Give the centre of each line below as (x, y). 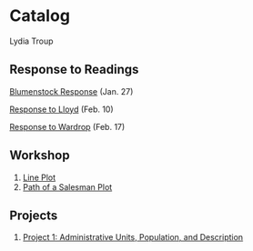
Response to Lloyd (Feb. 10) (61, 109)
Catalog (40, 16)
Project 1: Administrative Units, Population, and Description (133, 237)
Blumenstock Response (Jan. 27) (71, 91)
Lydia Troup (31, 41)
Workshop (40, 156)
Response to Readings (74, 70)
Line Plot (39, 177)
